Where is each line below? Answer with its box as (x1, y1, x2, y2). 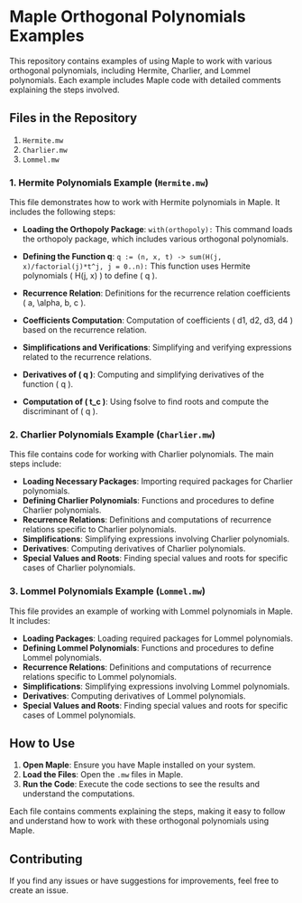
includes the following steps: (9, 206, 116, 218)
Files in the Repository (9, 110, 138, 126)
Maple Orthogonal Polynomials (9, 6, 246, 27)
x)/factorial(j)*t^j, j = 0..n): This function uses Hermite (22, 260, 251, 272)
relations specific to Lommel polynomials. (22, 671, 178, 682)
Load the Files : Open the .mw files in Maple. (22, 769, 183, 780)
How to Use (9, 736, 76, 751)
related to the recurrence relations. (22, 352, 152, 362)
